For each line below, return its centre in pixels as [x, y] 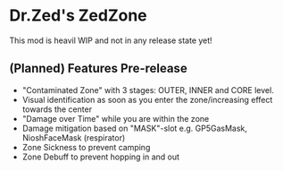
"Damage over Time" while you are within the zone [116, 118]
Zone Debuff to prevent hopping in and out [101, 157]
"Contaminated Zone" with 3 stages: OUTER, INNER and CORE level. [148, 90]
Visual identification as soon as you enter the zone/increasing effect [147, 99]
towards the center [57, 109]
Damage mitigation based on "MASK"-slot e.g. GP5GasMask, [135, 128]
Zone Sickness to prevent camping [86, 147]
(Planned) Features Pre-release [98, 68]
